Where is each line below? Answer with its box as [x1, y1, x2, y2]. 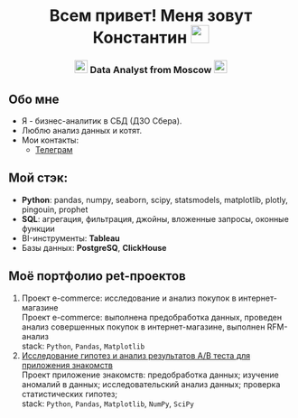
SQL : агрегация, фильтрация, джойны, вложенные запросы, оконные [21, 213, 290, 224]
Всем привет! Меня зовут [49, 5, 253, 26]
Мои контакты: [21, 135, 79, 145]
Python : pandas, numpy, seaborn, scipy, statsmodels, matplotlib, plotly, [21, 194, 288, 205]
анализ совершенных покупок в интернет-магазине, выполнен [21, 321, 265, 332]
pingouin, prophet [21, 204, 88, 215]
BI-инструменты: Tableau [21, 232, 121, 244]
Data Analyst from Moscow [89, 64, 212, 77]
